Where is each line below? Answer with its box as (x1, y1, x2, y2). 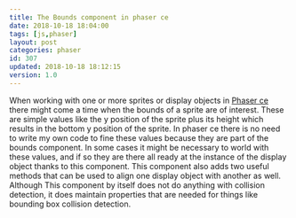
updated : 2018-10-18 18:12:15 (9, 63, 122, 72)
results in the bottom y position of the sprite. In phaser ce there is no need (9, 123, 281, 134)
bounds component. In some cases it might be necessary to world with (9, 142, 269, 152)
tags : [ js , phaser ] (9, 29, 77, 38)
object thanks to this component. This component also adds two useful (9, 160, 269, 171)
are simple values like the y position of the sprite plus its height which (9, 113, 264, 124)
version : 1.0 (9, 71, 58, 80)
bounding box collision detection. (9, 199, 132, 209)
